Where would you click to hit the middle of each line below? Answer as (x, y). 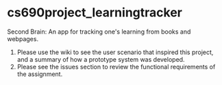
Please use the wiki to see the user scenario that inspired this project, (115, 52)
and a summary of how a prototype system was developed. (101, 59)
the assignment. (40, 74)
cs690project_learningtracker (95, 13)
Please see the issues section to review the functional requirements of (116, 66)
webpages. (23, 38)
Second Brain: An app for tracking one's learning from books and (99, 32)
